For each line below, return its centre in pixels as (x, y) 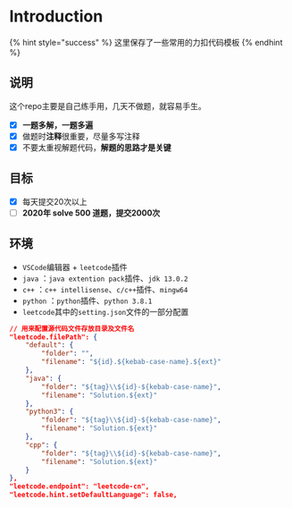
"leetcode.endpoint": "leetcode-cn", (79, 487)
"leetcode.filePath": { (54, 337)
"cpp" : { (42, 444)
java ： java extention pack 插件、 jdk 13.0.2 (105, 278)
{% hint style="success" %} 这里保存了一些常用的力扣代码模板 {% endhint (146, 42)
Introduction (56, 17)
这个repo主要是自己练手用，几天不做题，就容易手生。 (108, 106)
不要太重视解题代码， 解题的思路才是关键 (96, 147)
